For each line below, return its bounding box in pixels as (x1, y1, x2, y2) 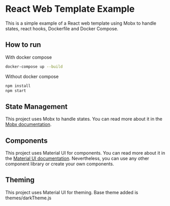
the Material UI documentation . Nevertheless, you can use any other (5, 155, 150, 161)
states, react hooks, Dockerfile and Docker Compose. (5, 25, 119, 31)
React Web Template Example (5, 3, 135, 15)
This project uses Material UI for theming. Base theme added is (5, 189, 138, 195)
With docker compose (5, 54, 52, 60)
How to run (5, 41, 41, 49)
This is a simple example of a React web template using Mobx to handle (5, 20, 157, 26)
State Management (5, 102, 68, 111)
